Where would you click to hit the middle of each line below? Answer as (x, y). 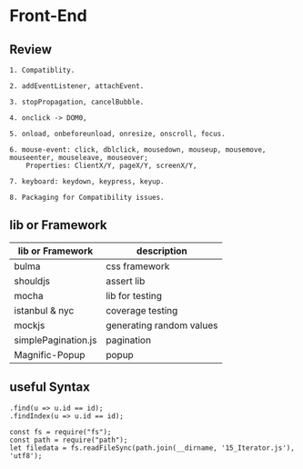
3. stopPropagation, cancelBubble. (77, 102)
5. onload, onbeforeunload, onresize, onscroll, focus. (117, 134)
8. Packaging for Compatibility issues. (87, 197)
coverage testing (142, 310)
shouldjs (32, 281)
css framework (138, 266)
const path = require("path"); (69, 440)
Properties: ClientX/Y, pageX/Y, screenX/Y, (111, 165)
